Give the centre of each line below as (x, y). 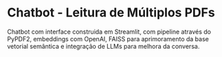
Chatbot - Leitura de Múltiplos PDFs (111, 13)
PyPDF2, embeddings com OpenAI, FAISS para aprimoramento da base (108, 38)
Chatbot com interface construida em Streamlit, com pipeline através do (109, 32)
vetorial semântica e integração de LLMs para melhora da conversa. (103, 46)
